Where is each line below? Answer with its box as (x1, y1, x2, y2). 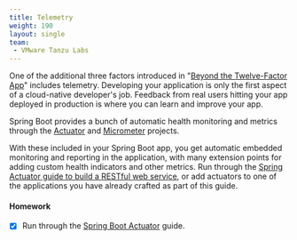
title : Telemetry (9, 12, 74, 22)
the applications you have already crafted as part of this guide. (9, 180, 238, 191)
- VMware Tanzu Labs (12, 46, 90, 55)
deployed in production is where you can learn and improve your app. (9, 99, 263, 109)
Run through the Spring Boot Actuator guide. (21, 220, 185, 231)
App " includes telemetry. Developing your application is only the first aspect (9, 80, 287, 91)
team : (9, 37, 29, 47)
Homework (9, 201, 51, 212)
